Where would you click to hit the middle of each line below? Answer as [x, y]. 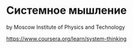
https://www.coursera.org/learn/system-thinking [66, 38]
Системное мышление [67, 10]
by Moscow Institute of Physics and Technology [66, 27]
